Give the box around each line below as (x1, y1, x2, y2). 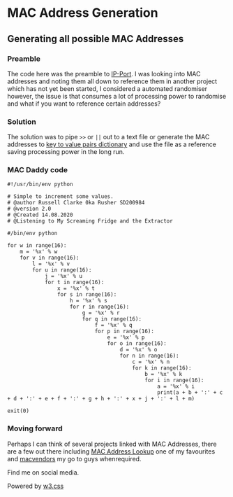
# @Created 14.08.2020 (7, 211, 73, 218)
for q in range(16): (82, 316, 142, 323)
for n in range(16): (119, 352, 179, 360)
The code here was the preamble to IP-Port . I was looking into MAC (7, 69, 201, 78)
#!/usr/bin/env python (7, 181, 73, 188)
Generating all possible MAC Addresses (7, 33, 184, 45)
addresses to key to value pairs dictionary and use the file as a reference (7, 140, 217, 148)
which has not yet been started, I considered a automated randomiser (7, 84, 208, 92)
